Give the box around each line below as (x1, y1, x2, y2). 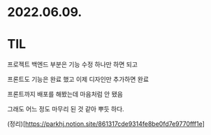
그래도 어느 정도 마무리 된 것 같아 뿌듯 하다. (7, 105, 124, 113)
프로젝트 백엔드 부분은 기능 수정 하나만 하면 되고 (7, 60, 138, 69)
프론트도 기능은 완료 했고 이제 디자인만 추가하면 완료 (7, 75, 149, 84)
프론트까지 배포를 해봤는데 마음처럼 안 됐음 (7, 90, 124, 99)
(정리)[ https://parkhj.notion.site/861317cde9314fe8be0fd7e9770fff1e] (7, 120, 205, 128)
